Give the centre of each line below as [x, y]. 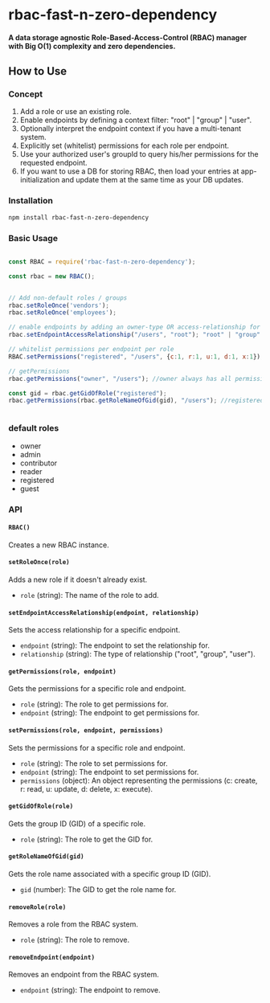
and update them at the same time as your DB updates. [152, 180]
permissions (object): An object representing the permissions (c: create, [139, 780]
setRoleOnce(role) [39, 563]
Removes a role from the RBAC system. [73, 924]
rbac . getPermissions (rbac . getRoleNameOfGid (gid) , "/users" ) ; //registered [136, 401]
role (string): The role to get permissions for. [94, 704]
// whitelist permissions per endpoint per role [91, 350]
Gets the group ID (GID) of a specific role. [77, 823]
